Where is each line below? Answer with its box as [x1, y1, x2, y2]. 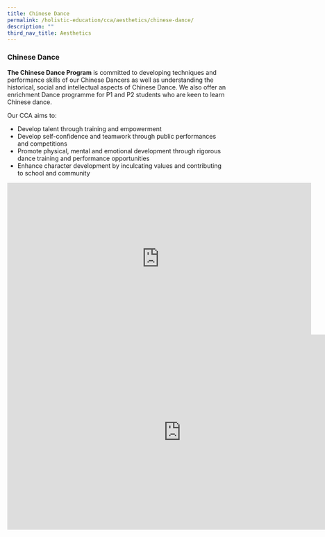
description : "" [7, 23, 54, 30]
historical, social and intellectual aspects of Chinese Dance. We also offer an [7, 83, 226, 91]
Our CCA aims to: [7, 111, 57, 119]
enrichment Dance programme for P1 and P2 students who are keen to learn [7, 90, 225, 99]
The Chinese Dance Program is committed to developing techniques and [7, 68, 217, 76]
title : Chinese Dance [7, 10, 70, 17]
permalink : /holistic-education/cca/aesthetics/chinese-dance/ [7, 17, 194, 24]
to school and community [17, 169, 90, 177]
